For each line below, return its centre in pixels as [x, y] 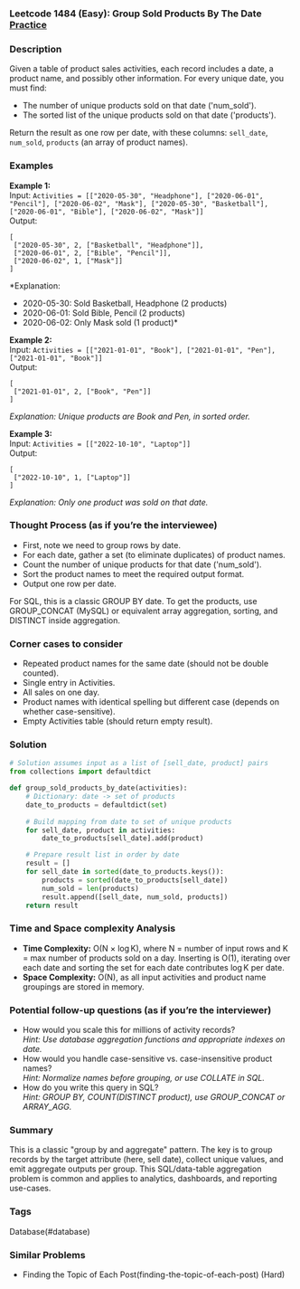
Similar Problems [47, 1255]
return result [52, 905]
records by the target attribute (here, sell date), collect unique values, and [146, 1160]
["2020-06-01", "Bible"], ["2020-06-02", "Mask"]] [107, 212]
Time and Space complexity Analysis [93, 928]
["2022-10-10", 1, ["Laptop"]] [72, 478]
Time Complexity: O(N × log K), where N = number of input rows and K [155, 948]
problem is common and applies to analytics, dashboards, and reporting [143, 1179]
